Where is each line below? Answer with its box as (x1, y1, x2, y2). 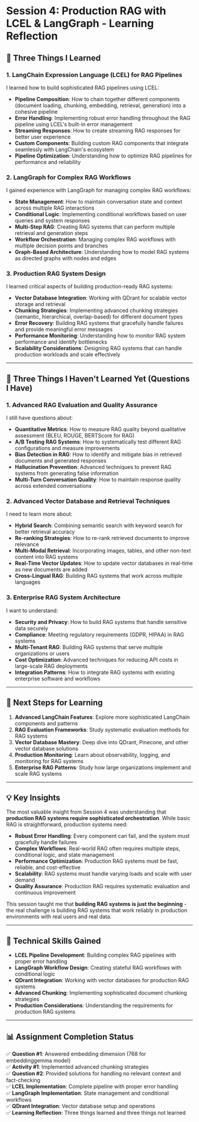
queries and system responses (14, 217, 90, 224)
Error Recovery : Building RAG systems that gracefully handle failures (14, 320, 184, 327)
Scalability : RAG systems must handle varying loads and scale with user (14, 870, 192, 877)
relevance (14, 541, 40, 548)
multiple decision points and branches (14, 242, 108, 249)
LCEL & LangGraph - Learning (6, 17, 154, 30)
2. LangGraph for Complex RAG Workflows (6, 173, 131, 181)
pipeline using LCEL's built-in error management (14, 120, 133, 128)
